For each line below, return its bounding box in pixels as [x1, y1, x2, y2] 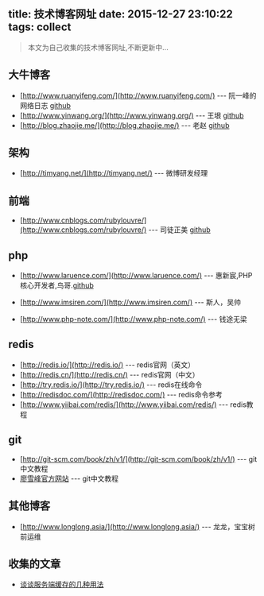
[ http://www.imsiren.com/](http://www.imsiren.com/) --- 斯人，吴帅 [19, 297, 241, 308]
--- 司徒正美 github [148, 225, 211, 234]
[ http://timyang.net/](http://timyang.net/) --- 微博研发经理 [19, 168, 208, 178]
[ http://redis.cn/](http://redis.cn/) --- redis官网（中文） [19, 370, 200, 379]
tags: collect [8, 21, 72, 34]
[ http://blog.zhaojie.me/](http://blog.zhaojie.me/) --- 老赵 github [19, 120, 230, 130]
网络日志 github [19, 100, 72, 110]
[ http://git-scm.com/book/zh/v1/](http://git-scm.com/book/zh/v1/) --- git [19, 454, 257, 463]
